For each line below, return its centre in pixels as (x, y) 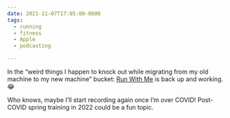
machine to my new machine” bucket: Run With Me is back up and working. (115, 79)
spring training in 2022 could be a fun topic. (91, 107)
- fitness (27, 33)
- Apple (25, 40)
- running (27, 26)
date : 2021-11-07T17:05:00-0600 (54, 14)
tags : (15, 20)
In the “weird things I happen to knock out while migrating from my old (108, 71)
